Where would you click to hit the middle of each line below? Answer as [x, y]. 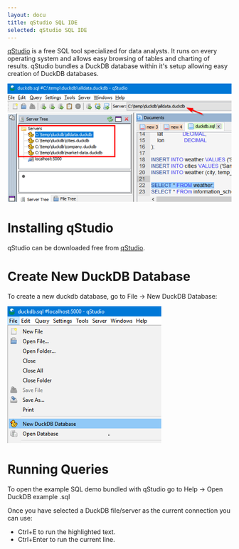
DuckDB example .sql [39, 496]
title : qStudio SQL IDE [43, 22]
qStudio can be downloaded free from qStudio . [76, 247]
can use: [20, 518]
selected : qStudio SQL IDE [47, 30]
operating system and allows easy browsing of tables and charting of [108, 59]
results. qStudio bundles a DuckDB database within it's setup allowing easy [118, 66]
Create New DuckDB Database [99, 277]
